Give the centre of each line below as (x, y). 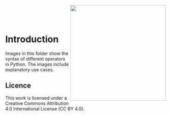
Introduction (32, 39)
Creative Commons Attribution (37, 103)
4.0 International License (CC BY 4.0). (45, 108)
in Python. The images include (37, 64)
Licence (18, 86)
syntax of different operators (35, 59)
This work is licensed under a (36, 98)
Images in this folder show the (37, 53)
